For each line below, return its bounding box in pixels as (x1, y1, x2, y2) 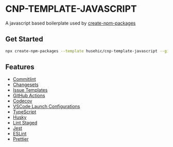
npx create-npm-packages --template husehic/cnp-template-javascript (5, 48, 158, 54)
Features (5, 62, 34, 72)
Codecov (12, 98, 32, 104)
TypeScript (12, 109, 37, 115)
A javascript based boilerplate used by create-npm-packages (5, 20, 136, 26)
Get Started (5, 35, 43, 44)
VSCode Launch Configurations (12, 103, 80, 110)
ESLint (12, 131, 27, 137)
